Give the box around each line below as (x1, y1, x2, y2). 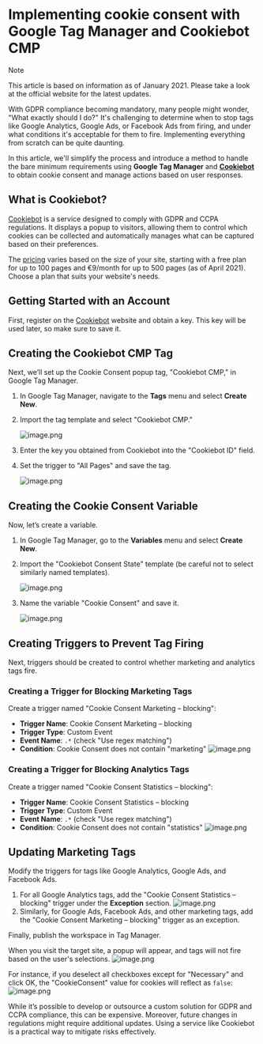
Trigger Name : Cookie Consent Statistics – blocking (19, 797, 190, 807)
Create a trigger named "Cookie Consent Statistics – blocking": (8, 781, 213, 792)
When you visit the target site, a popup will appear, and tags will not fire (8, 946, 242, 955)
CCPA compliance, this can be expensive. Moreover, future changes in (8, 1010, 238, 1019)
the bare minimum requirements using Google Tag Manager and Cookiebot (8, 161, 255, 171)
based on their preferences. (8, 239, 99, 248)
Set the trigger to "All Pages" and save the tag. (19, 461, 171, 471)
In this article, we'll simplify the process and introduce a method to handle (8, 153, 249, 163)
